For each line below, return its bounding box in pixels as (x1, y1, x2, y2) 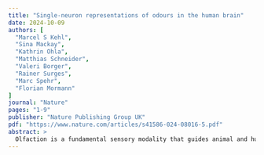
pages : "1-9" (8, 106, 51, 114)
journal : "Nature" (8, 99, 68, 106)
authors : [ (8, 26, 44, 34)
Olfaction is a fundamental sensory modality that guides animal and (15, 135, 247, 143)
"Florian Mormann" (15, 84, 76, 92)
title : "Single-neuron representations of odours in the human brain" (8, 11, 244, 20)
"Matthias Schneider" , (15, 56, 90, 63)
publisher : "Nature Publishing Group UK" (8, 114, 146, 121)
